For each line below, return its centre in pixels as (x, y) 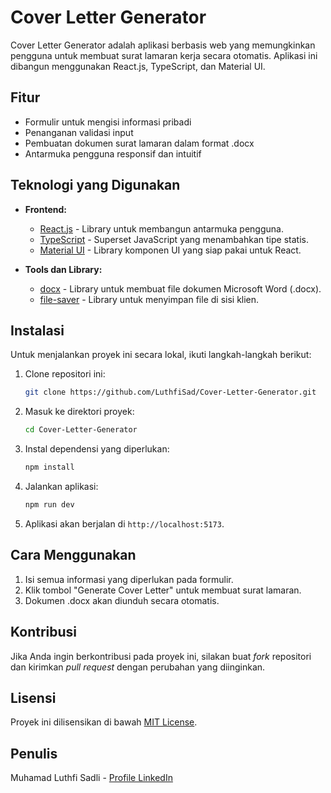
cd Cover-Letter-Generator (81, 430)
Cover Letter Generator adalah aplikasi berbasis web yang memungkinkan (163, 45)
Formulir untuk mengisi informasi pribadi (108, 122)
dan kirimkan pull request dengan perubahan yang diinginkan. (138, 667)
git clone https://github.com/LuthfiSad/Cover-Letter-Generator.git (170, 392)
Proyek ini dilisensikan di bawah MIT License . (104, 722)
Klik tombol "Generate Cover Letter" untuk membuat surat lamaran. (163, 590)
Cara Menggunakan (73, 555)
